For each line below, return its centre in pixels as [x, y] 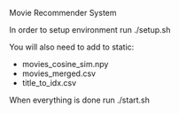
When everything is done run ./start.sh [80, 100]
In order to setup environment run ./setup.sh [90, 30]
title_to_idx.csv [49, 83]
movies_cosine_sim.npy [65, 64]
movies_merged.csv [58, 73]
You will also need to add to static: [72, 47]
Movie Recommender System [63, 13]
